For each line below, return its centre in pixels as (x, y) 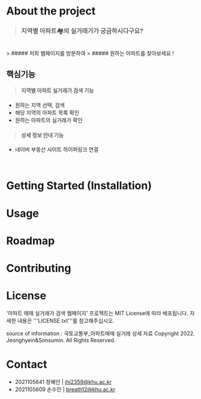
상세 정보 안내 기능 (42, 135)
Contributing (39, 268)
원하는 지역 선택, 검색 (40, 105)
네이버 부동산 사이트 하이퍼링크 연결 (57, 150)
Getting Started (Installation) (79, 186)
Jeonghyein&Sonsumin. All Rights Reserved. (61, 340)
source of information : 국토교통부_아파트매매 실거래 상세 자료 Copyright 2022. (100, 333)
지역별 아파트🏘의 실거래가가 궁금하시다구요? (82, 31)
